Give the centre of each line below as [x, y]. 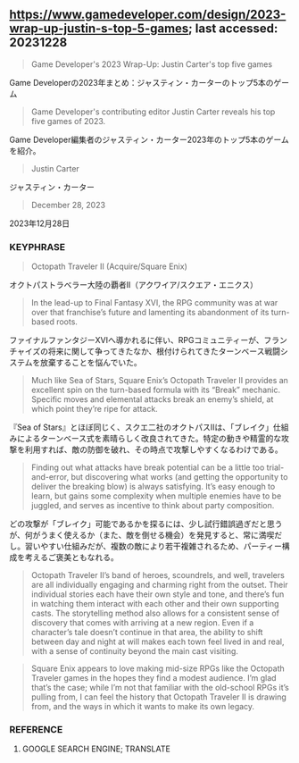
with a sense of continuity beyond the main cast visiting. [135, 651]
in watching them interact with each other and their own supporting [155, 604]
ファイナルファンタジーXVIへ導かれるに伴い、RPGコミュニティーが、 [137, 340]
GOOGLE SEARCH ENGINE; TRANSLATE [96, 749]
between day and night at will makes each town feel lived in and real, [158, 641]
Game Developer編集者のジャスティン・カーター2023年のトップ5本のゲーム [149, 139]
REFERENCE [36, 730]
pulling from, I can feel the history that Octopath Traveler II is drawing [159, 697]
